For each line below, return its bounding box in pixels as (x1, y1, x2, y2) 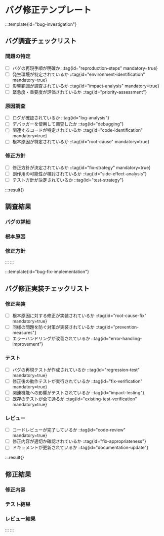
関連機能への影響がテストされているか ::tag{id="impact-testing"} (12, 389, 145, 395)
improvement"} (12, 341, 43, 347)
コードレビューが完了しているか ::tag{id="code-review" (12, 427, 126, 433)
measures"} (12, 330, 37, 336)
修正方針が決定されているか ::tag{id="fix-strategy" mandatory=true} (12, 164, 151, 170)
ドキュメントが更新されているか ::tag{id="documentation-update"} (12, 444, 149, 451)
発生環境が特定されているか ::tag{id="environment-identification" (12, 71, 145, 77)
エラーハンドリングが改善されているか (12, 335, 90, 342)
